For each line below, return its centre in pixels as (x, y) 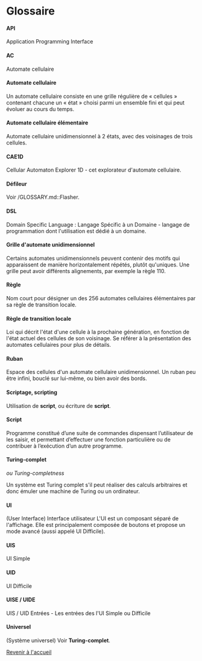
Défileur (17, 184)
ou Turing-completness (35, 473)
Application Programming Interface (50, 42)
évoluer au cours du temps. (40, 109)
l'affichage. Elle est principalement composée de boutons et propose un (96, 525)
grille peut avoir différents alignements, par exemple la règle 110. (86, 271)
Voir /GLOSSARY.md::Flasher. (43, 197)
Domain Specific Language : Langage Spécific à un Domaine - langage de (98, 224)
